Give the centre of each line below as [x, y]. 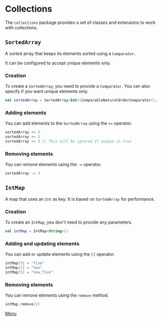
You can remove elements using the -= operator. [54, 165]
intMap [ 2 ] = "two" [24, 268]
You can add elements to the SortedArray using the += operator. [69, 123]
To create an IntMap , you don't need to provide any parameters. [69, 222]
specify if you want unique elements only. [47, 92]
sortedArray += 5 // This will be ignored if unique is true [68, 141]
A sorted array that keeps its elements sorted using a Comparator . [70, 53]
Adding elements [26, 113]
